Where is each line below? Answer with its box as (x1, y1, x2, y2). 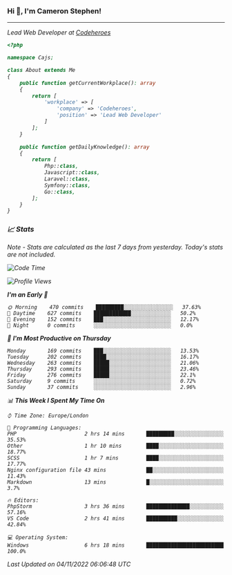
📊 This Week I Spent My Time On (7, 396, 105, 404)
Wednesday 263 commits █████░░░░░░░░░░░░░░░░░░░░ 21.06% (7, 359, 199, 366)
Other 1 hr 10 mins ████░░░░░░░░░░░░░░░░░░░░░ (7, 442, 224, 449)
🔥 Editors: (7, 497, 39, 504)
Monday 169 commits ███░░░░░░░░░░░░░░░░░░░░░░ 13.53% (7, 347, 199, 355)
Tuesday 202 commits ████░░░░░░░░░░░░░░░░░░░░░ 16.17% (7, 353, 199, 360)
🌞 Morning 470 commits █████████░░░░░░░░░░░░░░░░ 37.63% (7, 303, 202, 310)
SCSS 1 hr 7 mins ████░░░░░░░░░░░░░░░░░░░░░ (7, 454, 224, 462)
